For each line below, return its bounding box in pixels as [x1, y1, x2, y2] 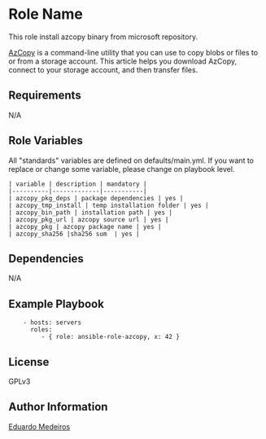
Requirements [8, 89, 81, 103]
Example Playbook [8, 296, 104, 310]
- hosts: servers [23, 318, 82, 327]
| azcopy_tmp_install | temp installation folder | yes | [8, 201, 209, 209]
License [8, 355, 50, 369]
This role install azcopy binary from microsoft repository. [8, 32, 198, 42]
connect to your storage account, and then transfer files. [8, 64, 198, 74]
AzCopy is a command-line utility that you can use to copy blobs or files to [8, 47, 259, 57]
